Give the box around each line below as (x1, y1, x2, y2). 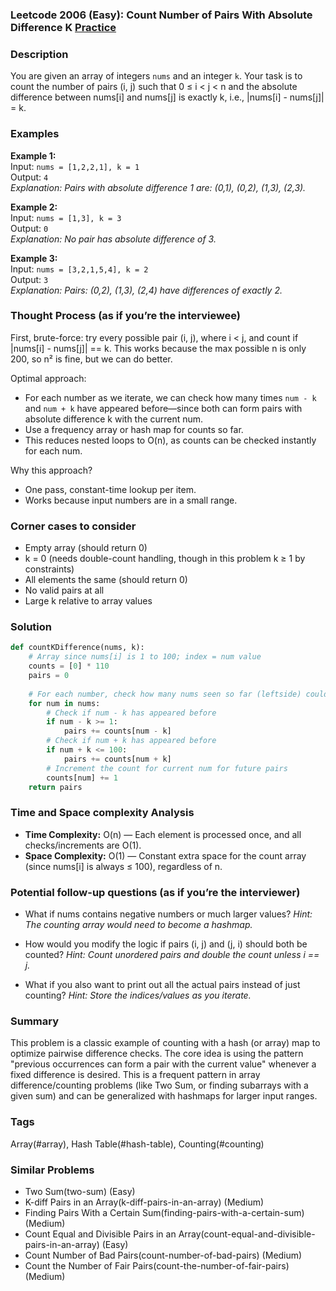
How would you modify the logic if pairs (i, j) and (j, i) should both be (24, 938, 308, 950)
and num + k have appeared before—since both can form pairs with (24, 402, 303, 414)
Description (10, 47, 69, 61)
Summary (10, 1014, 60, 1028)
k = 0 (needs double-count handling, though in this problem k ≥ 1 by (24, 553, 306, 565)
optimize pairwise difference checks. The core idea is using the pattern (10, 1048, 304, 1060)
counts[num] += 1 (46, 773, 118, 783)
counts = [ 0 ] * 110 (28, 661, 110, 672)
